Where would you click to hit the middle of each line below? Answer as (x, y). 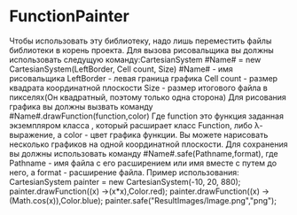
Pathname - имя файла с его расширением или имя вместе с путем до (143, 163)
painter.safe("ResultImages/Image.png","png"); (191, 200)
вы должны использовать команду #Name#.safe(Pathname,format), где (144, 153)
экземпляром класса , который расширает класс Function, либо (131, 125)
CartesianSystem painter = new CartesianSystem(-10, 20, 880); (125, 181)
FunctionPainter (70, 16)
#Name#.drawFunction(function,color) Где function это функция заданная (146, 116)
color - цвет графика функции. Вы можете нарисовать (166, 134)
